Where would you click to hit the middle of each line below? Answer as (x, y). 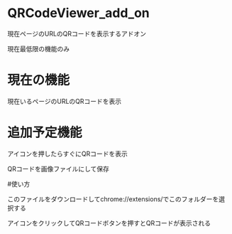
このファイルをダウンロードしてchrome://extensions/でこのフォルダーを (113, 199)
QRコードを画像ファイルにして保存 (59, 169)
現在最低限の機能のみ (38, 48)
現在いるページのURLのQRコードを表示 (65, 101)
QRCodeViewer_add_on (79, 13)
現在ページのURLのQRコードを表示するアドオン (77, 33)
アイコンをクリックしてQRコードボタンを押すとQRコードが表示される (109, 223)
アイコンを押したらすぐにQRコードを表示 (67, 154)
